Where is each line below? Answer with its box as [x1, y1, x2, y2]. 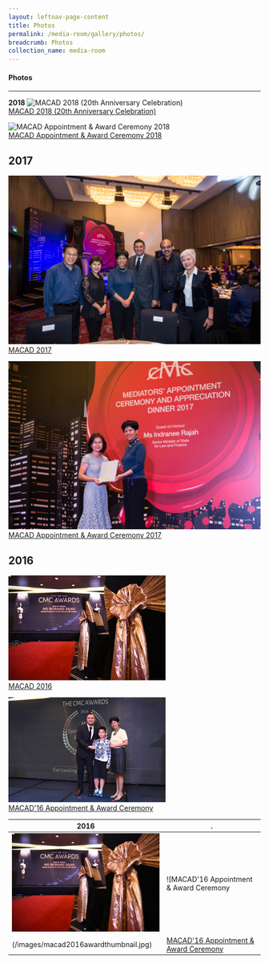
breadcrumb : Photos [8, 39, 74, 47]
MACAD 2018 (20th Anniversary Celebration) [8, 107, 157, 116]
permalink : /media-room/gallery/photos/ [8, 30, 146, 38]
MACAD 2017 [8, 345, 52, 355]
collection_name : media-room [8, 47, 106, 55]
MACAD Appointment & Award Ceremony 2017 [8, 531, 162, 540]
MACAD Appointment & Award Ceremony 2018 [8, 131, 163, 140]
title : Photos [8, 21, 56, 30]
